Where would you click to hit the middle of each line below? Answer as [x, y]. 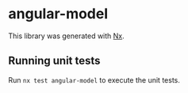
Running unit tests [54, 61]
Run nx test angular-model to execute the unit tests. [94, 79]
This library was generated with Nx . [66, 36]
